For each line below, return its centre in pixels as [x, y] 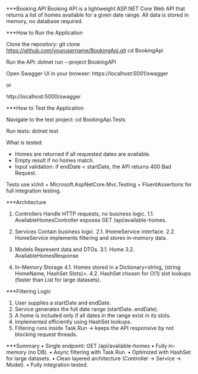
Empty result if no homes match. [55, 160]
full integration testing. [33, 191]
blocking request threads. [46, 334]
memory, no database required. [44, 21]
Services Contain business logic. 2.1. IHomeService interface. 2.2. [95, 232]
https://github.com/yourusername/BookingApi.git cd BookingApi [85, 50]
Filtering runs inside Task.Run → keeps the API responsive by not [94, 328]
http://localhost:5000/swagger [44, 96]
